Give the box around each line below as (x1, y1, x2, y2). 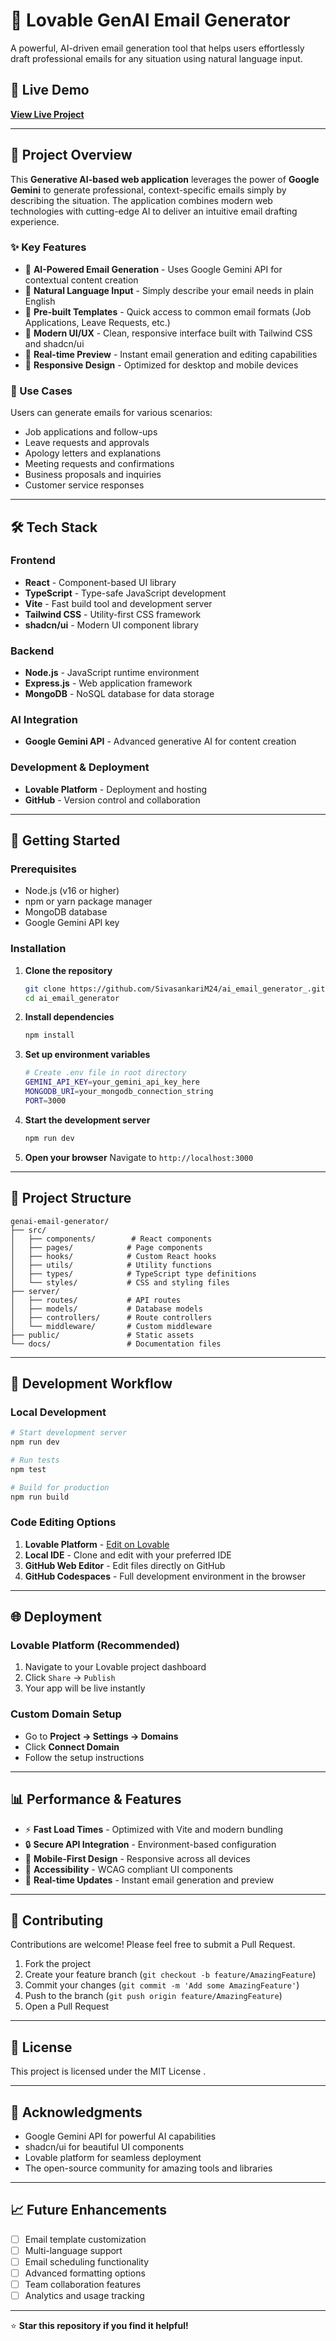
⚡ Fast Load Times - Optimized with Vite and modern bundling (24, 1823, 283, 1835)
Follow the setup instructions (24, 1751, 145, 1763)
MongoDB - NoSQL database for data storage (24, 688, 215, 700)
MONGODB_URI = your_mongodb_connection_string (24, 1087, 214, 1097)
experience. (10, 215, 60, 228)
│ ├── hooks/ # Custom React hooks (10, 1251, 217, 1261)
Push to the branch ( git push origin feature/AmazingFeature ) (24, 1990, 283, 2002)
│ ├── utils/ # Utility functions (10, 1260, 213, 1270)
